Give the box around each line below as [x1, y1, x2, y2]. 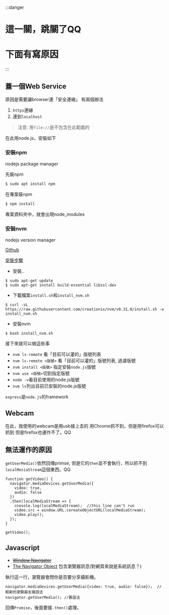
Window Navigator [12, 557, 52, 563]
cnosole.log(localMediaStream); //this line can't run [14, 503, 135, 508]
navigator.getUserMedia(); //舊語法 [5, 595, 80, 600]
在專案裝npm [5, 191, 33, 198]
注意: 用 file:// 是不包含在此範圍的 [17, 124, 90, 130]
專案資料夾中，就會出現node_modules [5, 211, 85, 217]
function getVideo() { [5, 476, 53, 481]
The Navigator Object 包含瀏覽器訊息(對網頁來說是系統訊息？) [12, 563, 142, 569]
